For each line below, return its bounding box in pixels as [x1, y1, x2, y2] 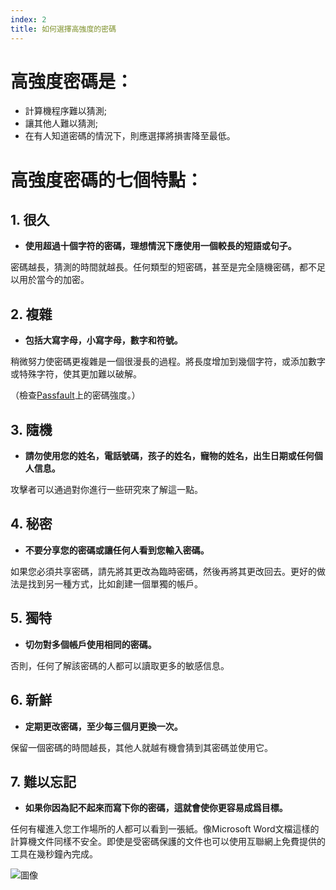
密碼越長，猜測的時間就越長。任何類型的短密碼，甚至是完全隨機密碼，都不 [10, 261, 317, 273]
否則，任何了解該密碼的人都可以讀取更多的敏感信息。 [10, 659, 230, 671]
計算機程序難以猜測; [24, 105, 108, 117]
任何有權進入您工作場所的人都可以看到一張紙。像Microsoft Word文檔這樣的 [10, 823, 320, 835]
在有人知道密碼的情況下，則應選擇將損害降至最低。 [24, 130, 236, 142]
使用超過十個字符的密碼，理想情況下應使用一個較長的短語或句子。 [24, 240, 297, 252]
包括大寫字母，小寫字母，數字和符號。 [24, 334, 183, 346]
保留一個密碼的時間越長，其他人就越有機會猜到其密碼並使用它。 [10, 741, 273, 753]
